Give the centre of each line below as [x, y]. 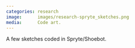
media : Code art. [34, 22]
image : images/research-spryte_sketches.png [68, 17]
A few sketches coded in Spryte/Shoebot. [56, 39]
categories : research [32, 11]
